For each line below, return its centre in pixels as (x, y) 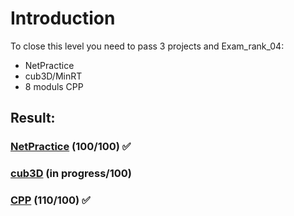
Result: (33, 118)
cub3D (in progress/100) (71, 174)
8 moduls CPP (54, 86)
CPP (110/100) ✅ (50, 200)
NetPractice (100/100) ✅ (71, 147)
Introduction (63, 18)
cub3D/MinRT (53, 76)
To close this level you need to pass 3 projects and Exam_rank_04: (147, 46)
